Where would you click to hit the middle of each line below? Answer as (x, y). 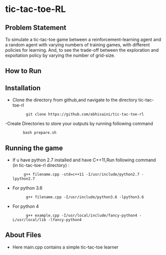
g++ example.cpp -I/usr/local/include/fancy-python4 (82, 216)
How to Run (23, 71)
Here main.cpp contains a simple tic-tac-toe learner (65, 247)
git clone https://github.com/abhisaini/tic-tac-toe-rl (85, 115)
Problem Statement (36, 28)
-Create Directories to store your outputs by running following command (79, 124)
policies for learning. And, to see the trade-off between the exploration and (82, 50)
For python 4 (25, 206)
